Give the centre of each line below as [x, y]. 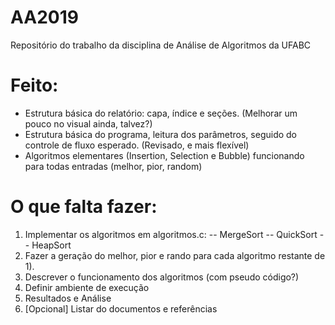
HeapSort [51, 245]
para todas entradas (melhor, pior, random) [113, 166]
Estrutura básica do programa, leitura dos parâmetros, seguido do [161, 134]
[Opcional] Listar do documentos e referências [121, 308]
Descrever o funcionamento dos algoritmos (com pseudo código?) [162, 277]
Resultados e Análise [68, 298]
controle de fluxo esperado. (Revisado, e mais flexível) [137, 145]
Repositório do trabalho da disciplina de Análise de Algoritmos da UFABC [161, 45]
